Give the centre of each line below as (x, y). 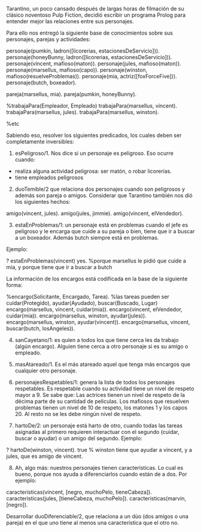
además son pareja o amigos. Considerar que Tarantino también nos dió (103, 195)
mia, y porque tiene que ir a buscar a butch (59, 267)
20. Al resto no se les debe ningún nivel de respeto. (78, 414)
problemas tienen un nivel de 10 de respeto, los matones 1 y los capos (101, 408)
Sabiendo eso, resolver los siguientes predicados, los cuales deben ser (94, 135)
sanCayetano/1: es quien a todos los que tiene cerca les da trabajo (97, 340)
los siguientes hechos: (42, 202)
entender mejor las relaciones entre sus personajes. (70, 21)
